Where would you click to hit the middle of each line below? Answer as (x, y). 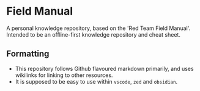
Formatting (28, 54)
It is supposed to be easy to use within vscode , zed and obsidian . (96, 81)
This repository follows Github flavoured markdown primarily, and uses (104, 68)
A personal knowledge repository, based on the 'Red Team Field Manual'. (98, 28)
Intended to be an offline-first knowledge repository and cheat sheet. (93, 34)
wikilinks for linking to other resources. (64, 75)
